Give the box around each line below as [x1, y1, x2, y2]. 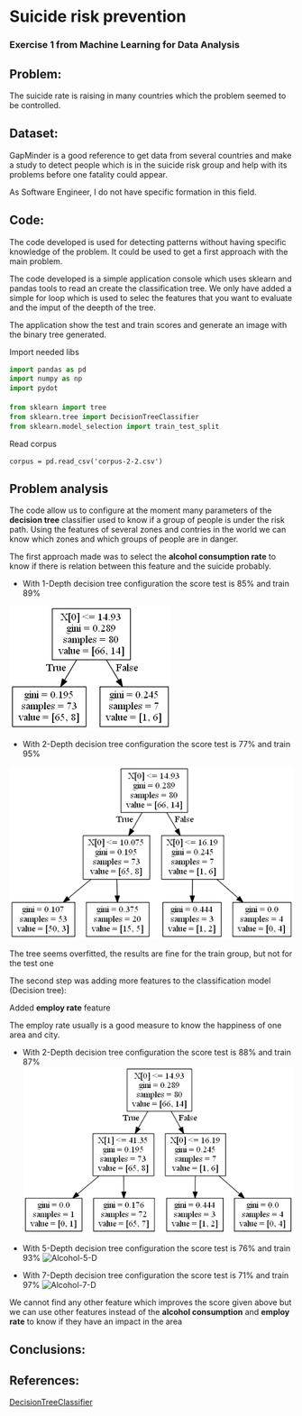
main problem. [9, 255, 63, 267]
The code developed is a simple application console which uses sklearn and [9, 273, 293, 284]
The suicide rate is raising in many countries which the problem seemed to [9, 90, 287, 101]
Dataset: [9, 126, 59, 142]
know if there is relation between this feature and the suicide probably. [9, 561, 272, 571]
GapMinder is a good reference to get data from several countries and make [9, 150, 292, 160]
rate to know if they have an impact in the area [9, 1316, 183, 1327]
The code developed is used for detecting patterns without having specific [9, 236, 287, 247]
